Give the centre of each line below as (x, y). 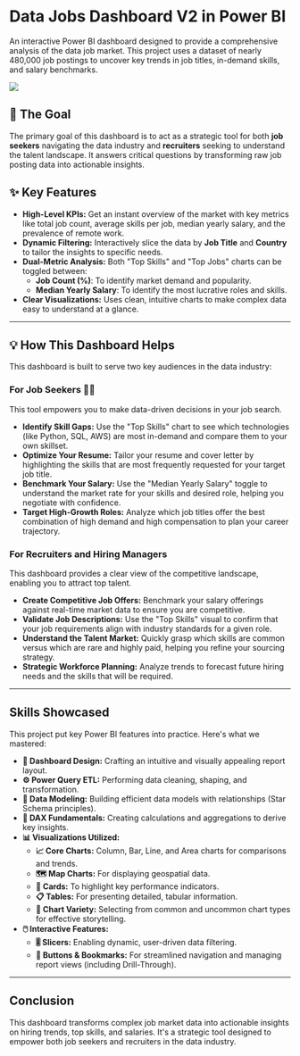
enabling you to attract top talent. (71, 583)
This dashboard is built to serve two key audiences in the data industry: (141, 367)
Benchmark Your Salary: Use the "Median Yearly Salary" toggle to (145, 483)
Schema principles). (59, 808)
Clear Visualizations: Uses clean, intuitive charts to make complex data (154, 299)
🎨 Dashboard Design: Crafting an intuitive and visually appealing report (154, 761)
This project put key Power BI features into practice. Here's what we (135, 734)
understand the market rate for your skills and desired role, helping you (153, 493)
